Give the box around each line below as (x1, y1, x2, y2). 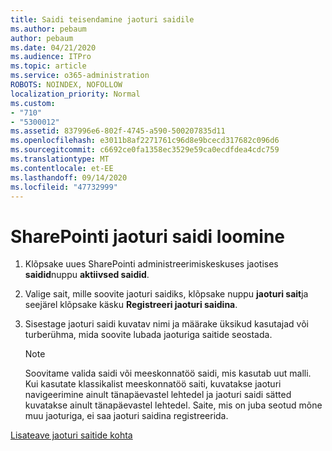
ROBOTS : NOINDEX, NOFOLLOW (10, 80, 123, 90)
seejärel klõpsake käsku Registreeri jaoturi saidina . (24, 299, 238, 311)
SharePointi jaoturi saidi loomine (10, 225, 286, 248)
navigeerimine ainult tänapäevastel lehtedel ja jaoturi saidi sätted (24, 389, 292, 401)
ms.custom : (10, 98, 56, 108)
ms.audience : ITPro (10, 52, 92, 62)
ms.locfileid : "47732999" (10, 182, 118, 192)
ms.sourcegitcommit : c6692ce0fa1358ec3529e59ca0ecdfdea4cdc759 (10, 145, 280, 155)
